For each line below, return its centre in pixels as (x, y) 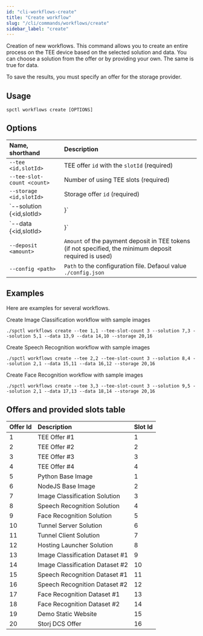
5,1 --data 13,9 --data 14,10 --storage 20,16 (93, 336)
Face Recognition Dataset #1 (79, 594)
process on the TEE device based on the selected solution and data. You (97, 53)
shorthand (25, 153)
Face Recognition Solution (74, 516)
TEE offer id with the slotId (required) (118, 165)
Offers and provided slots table (66, 410)
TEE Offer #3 (56, 456)
